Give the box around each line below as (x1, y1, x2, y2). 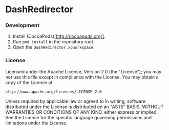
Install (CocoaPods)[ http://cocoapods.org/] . (12, 33, 106, 39)
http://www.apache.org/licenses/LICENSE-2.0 (5, 89, 102, 94)
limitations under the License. (5, 120, 68, 126)
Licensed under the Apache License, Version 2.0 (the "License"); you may (5, 68, 162, 74)
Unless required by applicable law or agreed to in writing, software (5, 98, 146, 104)
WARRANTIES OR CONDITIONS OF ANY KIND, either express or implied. (5, 109, 158, 115)
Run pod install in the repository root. (12, 39, 95, 45)
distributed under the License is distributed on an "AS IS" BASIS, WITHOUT (5, 103, 164, 110)
